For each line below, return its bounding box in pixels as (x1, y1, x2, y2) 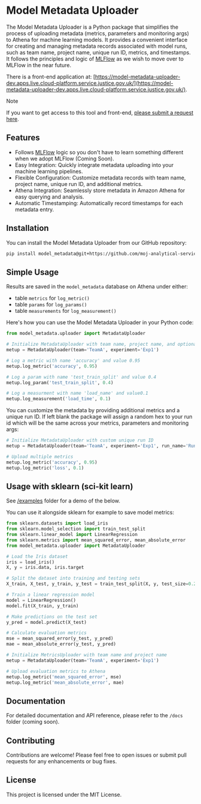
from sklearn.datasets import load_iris (6, 520, 109, 526)
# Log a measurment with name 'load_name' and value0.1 (6, 390, 148, 397)
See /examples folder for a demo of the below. (6, 497, 121, 504)
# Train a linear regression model (6, 592, 95, 598)
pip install (6, 251, 36, 257)
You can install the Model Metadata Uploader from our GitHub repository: (6, 239, 187, 246)
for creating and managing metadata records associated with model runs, (6, 42, 187, 50)
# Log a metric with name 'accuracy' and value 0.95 (6, 357, 141, 364)
